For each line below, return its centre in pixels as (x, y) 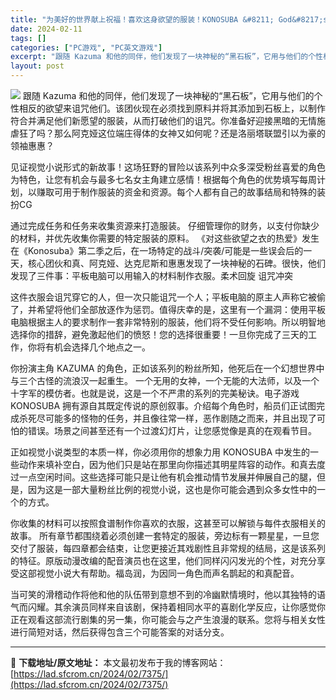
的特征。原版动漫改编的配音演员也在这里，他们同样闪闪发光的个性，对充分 (163, 560)
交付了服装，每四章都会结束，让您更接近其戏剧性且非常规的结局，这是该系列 (168, 548)
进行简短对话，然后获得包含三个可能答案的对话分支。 (120, 632)
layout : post (37, 66)
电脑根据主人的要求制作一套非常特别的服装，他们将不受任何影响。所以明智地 (168, 322)
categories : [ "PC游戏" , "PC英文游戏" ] (86, 47)
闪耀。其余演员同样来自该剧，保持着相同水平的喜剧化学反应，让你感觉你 (176, 607)
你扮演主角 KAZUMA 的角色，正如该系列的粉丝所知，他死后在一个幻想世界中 (167, 368)
